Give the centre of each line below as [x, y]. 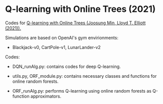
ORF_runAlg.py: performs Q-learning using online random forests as [82, 91]
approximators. [46, 96]
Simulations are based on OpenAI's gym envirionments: [62, 38]
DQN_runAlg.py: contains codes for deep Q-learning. [66, 66]
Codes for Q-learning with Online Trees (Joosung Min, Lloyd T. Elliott [76, 23]
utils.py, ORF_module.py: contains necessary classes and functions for [84, 76]
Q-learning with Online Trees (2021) [81, 9]
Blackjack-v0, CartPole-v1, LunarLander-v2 [56, 47]
